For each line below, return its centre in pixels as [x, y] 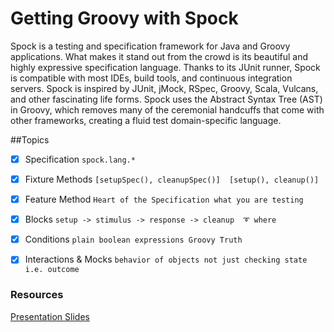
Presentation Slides [50, 316]
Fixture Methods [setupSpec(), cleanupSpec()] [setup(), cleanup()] [172, 179]
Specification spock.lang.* [80, 159]
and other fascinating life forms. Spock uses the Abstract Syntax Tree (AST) [166, 99]
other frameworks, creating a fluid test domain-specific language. [146, 120]
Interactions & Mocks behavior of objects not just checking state [166, 259]
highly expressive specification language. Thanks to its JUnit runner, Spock [165, 67]
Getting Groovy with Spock [124, 18]
